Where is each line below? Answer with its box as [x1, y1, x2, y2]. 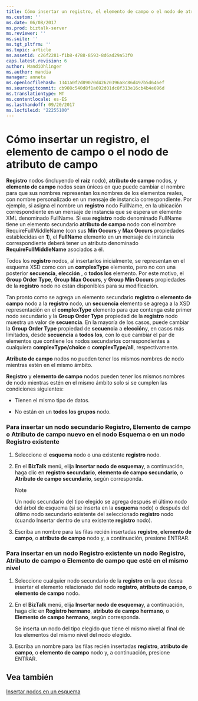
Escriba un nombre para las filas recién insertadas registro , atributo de [14, 643, 189, 650]
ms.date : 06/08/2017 [6, 19, 57, 25]
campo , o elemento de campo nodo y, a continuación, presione [14, 649, 170, 656]
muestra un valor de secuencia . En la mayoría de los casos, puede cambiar [6, 319, 190, 326]
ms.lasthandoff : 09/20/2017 [6, 101, 75, 108]
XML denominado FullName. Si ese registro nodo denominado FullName [6, 214, 182, 221]
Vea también [6, 672, 54, 682]
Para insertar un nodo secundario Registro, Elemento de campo [6, 423, 192, 431]
